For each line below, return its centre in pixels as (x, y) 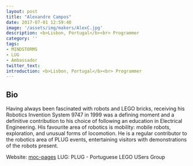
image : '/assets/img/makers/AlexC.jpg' (55, 28)
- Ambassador (22, 60)
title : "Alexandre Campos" (39, 17)
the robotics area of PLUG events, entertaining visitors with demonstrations (96, 140)
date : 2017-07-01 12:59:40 (39, 22)
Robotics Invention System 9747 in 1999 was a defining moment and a (90, 115)
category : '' (22, 38)
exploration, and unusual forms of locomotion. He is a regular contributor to (97, 133)
